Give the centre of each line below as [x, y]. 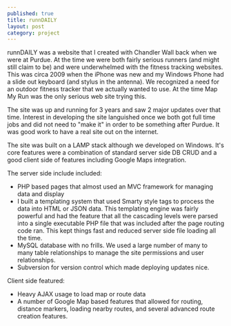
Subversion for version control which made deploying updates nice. [113, 267]
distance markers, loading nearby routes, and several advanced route [116, 309]
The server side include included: [54, 173]
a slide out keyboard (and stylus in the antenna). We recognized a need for [113, 82]
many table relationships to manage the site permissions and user [111, 253]
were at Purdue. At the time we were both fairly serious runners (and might [113, 60]
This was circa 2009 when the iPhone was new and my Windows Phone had [115, 75]
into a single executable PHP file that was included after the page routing [121, 223]
